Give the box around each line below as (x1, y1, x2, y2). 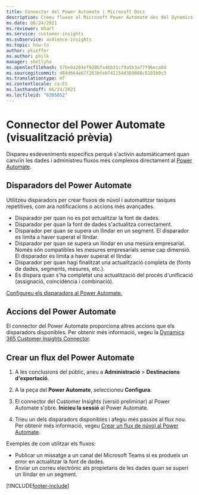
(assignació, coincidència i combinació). (14, 277, 114, 285)
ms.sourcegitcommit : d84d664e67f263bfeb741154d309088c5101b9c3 (6, 70, 167, 76)
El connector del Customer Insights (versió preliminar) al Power (14, 398, 170, 405)
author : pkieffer (6, 48, 49, 54)
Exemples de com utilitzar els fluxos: (6, 440, 97, 447)
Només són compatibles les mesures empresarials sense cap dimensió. (14, 246, 191, 253)
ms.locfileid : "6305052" (6, 92, 68, 98)
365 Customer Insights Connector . (6, 335, 91, 343)
